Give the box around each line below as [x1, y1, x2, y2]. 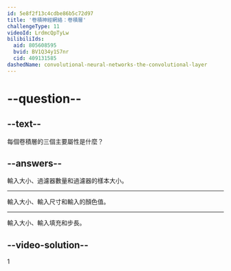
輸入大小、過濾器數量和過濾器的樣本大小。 [7, 177, 128, 185]
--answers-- [7, 158, 62, 169]
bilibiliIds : [7, 36, 45, 43]
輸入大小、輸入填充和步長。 [7, 219, 86, 227]
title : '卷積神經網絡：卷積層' [7, 17, 87, 23]
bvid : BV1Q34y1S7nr [13, 49, 69, 56]
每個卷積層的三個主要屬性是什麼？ [7, 137, 104, 145]
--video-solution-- [7, 239, 89, 251]
